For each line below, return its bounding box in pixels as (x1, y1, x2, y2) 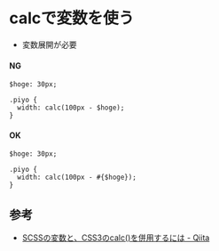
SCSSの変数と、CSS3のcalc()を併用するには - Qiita (21, 232, 210, 243)
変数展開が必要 (21, 39, 77, 50)
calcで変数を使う (9, 8, 135, 28)
